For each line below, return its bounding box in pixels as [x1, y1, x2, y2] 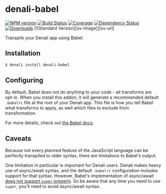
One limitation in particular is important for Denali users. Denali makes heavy [5, 162, 162, 168]
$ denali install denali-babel [5, 62, 70, 67]
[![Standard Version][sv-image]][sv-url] [34, 25, 114, 31]
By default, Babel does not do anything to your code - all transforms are [5, 89, 152, 95]
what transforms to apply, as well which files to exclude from [5, 105, 129, 111]
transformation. [5, 110, 37, 116]
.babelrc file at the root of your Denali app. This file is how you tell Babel [5, 100, 154, 106]
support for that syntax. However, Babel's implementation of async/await [5, 173, 154, 179]
